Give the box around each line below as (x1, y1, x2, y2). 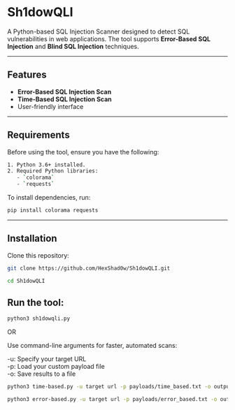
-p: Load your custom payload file (7, 363, 105, 371)
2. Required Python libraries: (7, 168, 99, 175)
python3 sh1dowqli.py (7, 315, 71, 322)
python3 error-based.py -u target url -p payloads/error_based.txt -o (7, 396, 218, 403)
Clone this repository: (7, 251, 70, 259)
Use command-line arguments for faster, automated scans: (7, 342, 178, 350)
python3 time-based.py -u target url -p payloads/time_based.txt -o (7, 383, 211, 390)
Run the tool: (7, 296, 64, 308)
